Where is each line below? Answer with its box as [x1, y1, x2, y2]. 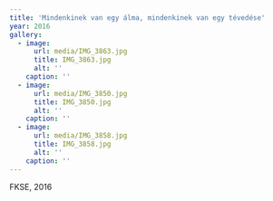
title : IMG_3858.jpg [33, 139, 112, 148]
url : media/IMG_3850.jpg [33, 89, 128, 98]
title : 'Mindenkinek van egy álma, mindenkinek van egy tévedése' [9, 13, 266, 23]
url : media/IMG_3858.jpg [33, 131, 128, 140]
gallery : [9, 30, 43, 39]
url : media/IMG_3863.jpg [33, 47, 128, 56]
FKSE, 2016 [9, 181, 53, 192]
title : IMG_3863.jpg [33, 55, 112, 64]
